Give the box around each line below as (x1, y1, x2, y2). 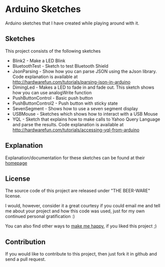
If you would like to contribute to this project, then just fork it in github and (5, 251, 157, 257)
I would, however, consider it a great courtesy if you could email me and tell (5, 203, 161, 209)
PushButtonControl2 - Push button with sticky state (12, 100, 118, 106)
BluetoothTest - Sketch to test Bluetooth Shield (12, 63, 109, 69)
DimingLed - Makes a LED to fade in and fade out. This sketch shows (12, 84, 155, 90)
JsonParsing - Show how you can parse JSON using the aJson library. (12, 68, 157, 74)
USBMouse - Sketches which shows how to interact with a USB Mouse (12, 111, 158, 117)
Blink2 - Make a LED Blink (12, 58, 66, 64)
